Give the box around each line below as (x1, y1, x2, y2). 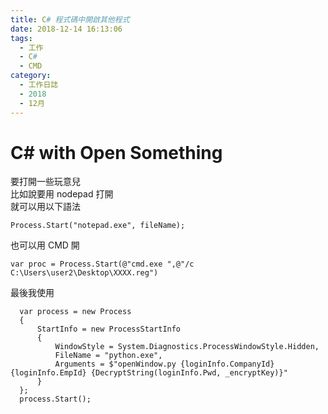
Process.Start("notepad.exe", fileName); (10, 221, 186, 231)
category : (10, 71, 52, 81)
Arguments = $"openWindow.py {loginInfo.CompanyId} (54, 359, 275, 370)
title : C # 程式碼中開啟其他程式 (10, 14, 130, 25)
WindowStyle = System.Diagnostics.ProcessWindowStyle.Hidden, (54, 342, 320, 352)
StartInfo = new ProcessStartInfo (36, 324, 182, 335)
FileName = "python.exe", (54, 351, 163, 361)
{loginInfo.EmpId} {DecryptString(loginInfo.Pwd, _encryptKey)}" (10, 368, 288, 378)
